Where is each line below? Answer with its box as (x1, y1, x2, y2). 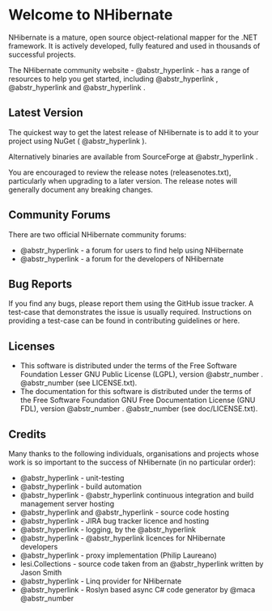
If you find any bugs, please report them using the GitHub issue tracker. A (8, 299, 254, 308)
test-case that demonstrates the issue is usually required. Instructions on (8, 308, 253, 317)
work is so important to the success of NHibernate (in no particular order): (8, 457, 257, 467)
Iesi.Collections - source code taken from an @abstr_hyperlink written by (19, 559, 264, 568)
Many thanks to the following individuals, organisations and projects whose (8, 449, 259, 458)
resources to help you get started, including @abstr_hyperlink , (8, 74, 219, 83)
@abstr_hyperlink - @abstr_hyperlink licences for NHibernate (19, 533, 226, 543)
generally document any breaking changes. (8, 185, 154, 194)
